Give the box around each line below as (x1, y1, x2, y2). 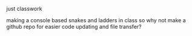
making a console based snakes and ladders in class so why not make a (6, 17, 186, 23)
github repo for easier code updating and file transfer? (6, 23, 142, 30)
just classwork (6, 5, 42, 12)
